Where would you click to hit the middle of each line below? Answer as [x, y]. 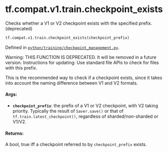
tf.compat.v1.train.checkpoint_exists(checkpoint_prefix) [67, 38]
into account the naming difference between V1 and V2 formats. [72, 83]
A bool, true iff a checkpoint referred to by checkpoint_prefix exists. [76, 144]
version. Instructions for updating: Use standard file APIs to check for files [82, 62]
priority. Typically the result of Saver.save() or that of [68, 111]
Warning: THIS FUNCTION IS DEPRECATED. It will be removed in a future [81, 57]
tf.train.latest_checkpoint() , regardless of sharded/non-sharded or [86, 116]
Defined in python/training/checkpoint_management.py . [62, 47]
